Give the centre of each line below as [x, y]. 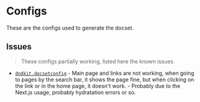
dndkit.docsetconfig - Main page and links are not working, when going [105, 73]
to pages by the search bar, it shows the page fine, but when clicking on [105, 79]
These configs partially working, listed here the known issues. [98, 61]
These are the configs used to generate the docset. [70, 28]
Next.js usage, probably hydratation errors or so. [75, 92]
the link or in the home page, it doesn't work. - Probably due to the [98, 86]
